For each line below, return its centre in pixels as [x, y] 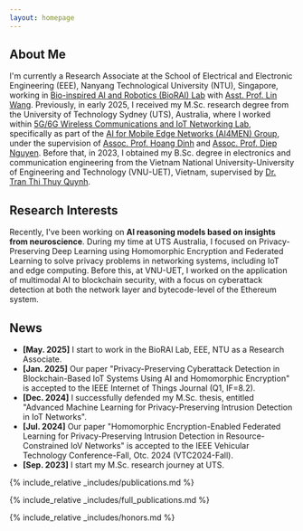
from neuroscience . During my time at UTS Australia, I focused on [133, 242]
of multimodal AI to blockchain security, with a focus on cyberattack [136, 280]
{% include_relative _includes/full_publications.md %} [109, 500]
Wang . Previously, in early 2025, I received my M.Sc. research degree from [149, 105]
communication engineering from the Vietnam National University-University [152, 163]
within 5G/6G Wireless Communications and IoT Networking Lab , [130, 124]
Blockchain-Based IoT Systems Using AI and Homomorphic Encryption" [156, 379]
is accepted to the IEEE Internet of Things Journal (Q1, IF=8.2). [139, 388]
